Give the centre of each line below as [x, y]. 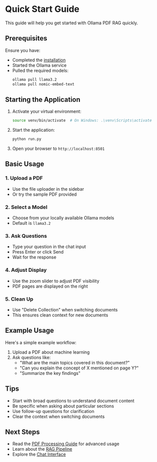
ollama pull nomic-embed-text [43, 84]
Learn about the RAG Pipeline [42, 449]
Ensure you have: [23, 50]
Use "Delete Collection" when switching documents [65, 309]
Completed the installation [39, 60]
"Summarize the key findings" [50, 373]
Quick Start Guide [42, 9]
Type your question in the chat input [49, 247]
